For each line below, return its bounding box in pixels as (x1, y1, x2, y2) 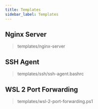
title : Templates (5, 7, 41, 12)
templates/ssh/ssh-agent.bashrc (17, 71, 84, 77)
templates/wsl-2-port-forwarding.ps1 (17, 98, 93, 104)
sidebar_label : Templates (5, 12, 58, 17)
